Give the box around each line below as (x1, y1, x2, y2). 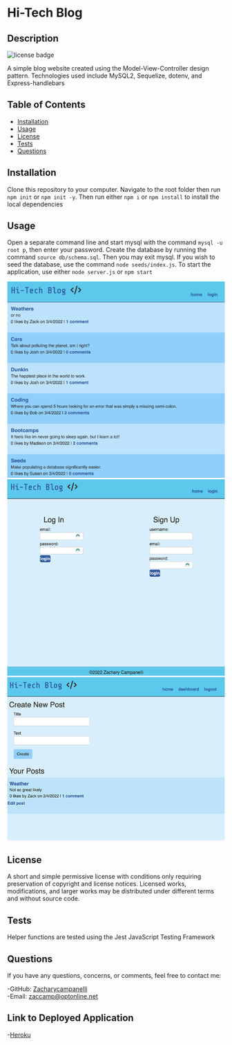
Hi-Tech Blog (7, 5, 83, 21)
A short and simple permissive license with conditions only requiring (7, 873, 202, 881)
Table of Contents (7, 99, 86, 111)
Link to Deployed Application (7, 1012, 134, 1024)
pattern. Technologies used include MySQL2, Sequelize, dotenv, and (7, 71, 202, 80)
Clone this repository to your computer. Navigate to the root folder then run (7, 185, 221, 193)
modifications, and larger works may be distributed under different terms (7, 887, 215, 895)
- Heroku (7, 1030, 31, 1039)
